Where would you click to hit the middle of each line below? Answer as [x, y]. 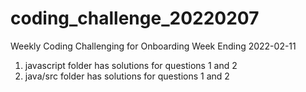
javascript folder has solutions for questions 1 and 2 [131, 65]
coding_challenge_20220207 [135, 18]
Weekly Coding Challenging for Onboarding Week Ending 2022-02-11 [153, 46]
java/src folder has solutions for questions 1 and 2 [127, 76]
